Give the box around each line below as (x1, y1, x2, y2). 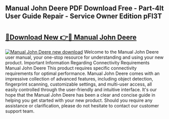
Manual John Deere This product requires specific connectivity (5, 65, 137, 71)
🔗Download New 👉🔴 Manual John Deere (5, 33, 137, 42)
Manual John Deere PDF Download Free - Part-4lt (5, 4, 164, 13)
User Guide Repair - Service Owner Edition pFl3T (5, 12, 162, 21)
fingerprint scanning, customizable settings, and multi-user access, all (5, 81, 152, 87)
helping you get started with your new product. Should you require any (5, 97, 153, 103)
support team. (5, 108, 35, 114)
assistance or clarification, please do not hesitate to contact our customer (5, 103, 159, 108)
